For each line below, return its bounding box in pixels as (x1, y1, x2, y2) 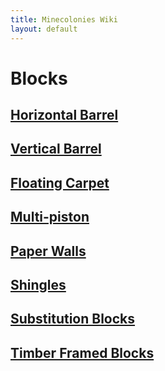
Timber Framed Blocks (10, 344, 155, 361)
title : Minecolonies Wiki (10, 14, 118, 25)
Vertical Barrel (10, 141, 102, 158)
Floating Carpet (10, 174, 110, 191)
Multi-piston (10, 209, 90, 226)
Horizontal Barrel (10, 107, 119, 124)
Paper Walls (10, 242, 87, 260)
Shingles (10, 277, 67, 294)
